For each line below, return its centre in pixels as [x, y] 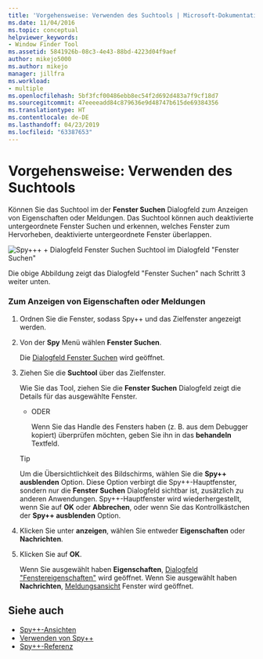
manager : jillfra [36, 74]
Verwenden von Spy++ [56, 638]
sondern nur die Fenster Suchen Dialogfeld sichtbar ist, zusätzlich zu [131, 490]
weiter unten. [29, 281]
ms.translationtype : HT [47, 111]
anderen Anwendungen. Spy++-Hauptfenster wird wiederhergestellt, [130, 498]
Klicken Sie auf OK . [50, 554]
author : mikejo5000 [40, 60]
